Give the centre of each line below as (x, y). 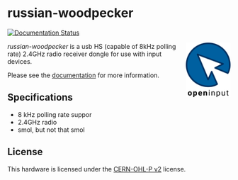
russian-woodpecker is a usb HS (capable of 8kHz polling (92, 46)
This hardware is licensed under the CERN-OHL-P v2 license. (97, 169)
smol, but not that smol (51, 130)
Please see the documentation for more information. (83, 75)
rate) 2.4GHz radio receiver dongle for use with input (85, 54)
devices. (20, 61)
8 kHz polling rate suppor (55, 114)
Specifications (40, 97)
